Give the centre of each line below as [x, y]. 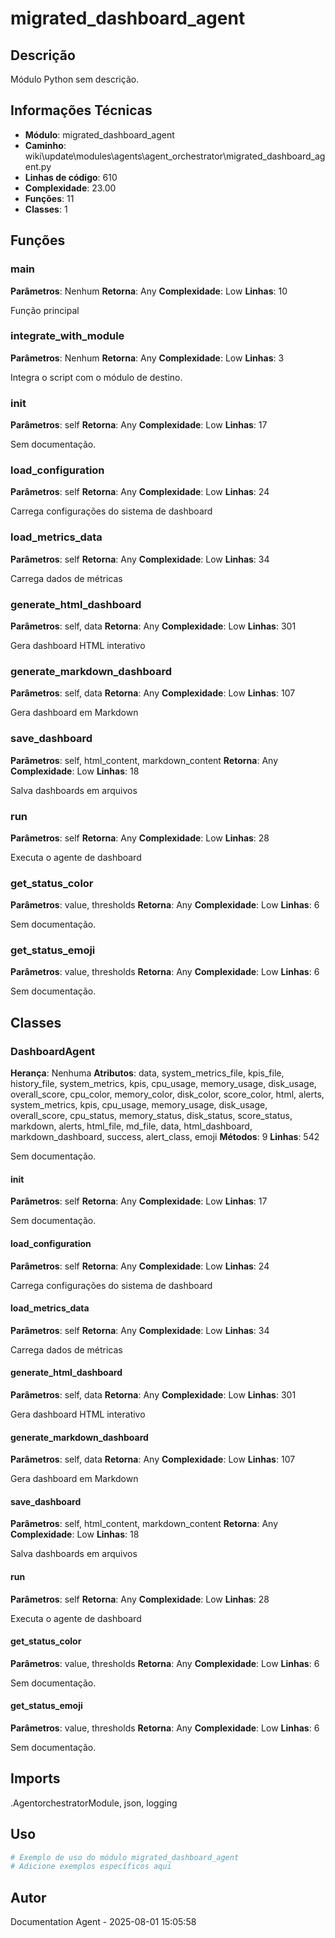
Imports [35, 1778]
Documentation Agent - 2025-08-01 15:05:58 [103, 1922]
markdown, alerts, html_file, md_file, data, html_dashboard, [131, 1126]
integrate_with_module [67, 336]
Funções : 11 [49, 198]
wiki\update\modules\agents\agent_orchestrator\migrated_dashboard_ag [175, 156]
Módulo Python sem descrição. [75, 79]
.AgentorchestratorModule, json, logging [94, 1803]
